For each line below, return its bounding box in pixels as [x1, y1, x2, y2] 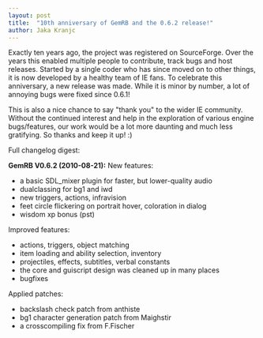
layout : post [8, 11, 51, 20]
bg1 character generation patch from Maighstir [19, 313, 171, 322]
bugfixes [19, 274, 49, 284]
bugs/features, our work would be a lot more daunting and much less [8, 122, 233, 131]
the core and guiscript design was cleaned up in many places [19, 265, 220, 275]
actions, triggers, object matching [19, 240, 130, 250]
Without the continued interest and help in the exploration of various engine [8, 114, 254, 123]
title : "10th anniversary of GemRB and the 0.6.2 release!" [8, 19, 214, 27]
